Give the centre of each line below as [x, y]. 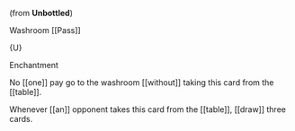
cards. [21, 119]
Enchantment [34, 65]
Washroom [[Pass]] [45, 30]
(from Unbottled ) [41, 13]
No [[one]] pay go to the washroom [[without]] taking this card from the [142, 83]
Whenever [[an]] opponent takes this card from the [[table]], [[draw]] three [147, 109]
